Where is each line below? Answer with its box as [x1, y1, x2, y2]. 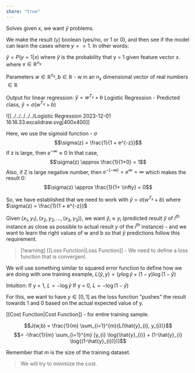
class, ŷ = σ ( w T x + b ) [6, 100, 57, 108]
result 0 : [6, 175, 26, 182]
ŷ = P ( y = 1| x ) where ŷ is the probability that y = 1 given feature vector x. [6, 53, 180, 60]
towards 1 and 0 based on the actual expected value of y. [6, 299, 144, 307]
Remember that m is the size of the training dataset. [6, 349, 131, 356]
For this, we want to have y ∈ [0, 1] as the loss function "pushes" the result [6, 293, 186, 301]
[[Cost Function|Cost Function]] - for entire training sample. [6, 311, 149, 318]
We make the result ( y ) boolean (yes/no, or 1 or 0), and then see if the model [6, 36, 190, 43]
